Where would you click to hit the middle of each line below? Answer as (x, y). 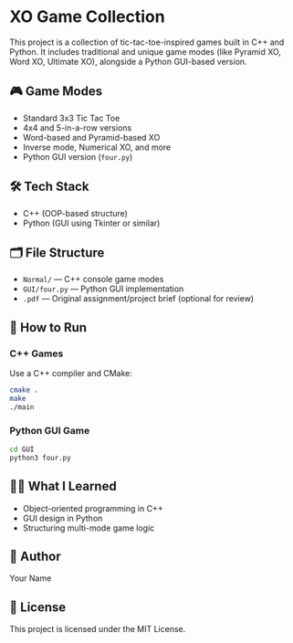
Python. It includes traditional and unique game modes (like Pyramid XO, (145, 51)
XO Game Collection (88, 17)
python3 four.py (40, 458)
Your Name (31, 578)
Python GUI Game (50, 430)
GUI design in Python (63, 518)
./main (22, 407)
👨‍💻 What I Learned (63, 486)
